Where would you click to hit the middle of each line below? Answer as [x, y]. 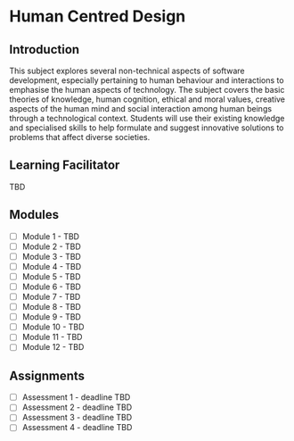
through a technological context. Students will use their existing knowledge [147, 118]
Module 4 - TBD [52, 266]
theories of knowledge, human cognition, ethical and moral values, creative [147, 99]
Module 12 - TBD [53, 347]
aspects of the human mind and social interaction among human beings [141, 108]
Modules [34, 215]
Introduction [45, 50]
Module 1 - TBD [51, 236]
